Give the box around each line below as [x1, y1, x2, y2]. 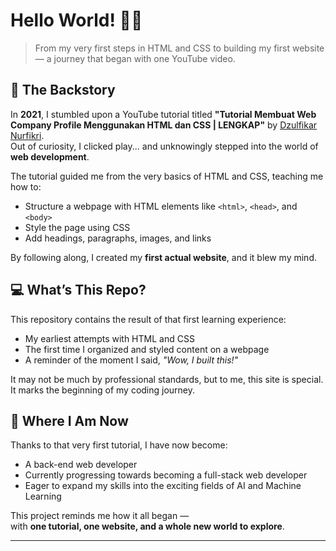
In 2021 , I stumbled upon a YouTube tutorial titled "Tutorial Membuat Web [10, 108, 317, 120]
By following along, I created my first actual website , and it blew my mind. [10, 251, 317, 263]
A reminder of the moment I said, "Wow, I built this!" [24, 354, 239, 366]
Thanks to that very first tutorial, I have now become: [10, 439, 228, 451]
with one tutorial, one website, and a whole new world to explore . [10, 520, 285, 533]
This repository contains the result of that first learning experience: [10, 313, 287, 325]
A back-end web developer [24, 459, 138, 471]
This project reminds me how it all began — [10, 510, 190, 522]
